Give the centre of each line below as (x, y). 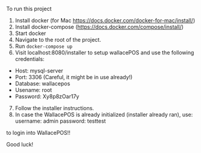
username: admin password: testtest (60, 121)
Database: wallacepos (43, 83)
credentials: (30, 59)
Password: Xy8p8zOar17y (47, 96)
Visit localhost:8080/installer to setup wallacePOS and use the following (104, 53)
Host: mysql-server (39, 71)
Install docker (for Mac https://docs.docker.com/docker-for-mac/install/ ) (105, 20)
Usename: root (33, 90)
